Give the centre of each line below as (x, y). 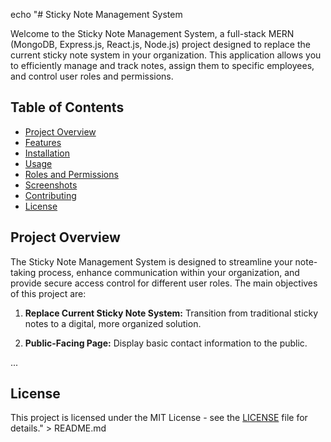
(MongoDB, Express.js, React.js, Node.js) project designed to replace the (160, 44)
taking (23, 272)
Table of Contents (67, 107)
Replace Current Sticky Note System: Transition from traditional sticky (171, 313)
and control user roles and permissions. (92, 76)
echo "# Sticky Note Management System (96, 14)
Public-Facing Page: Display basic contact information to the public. (166, 343)
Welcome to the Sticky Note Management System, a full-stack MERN (152, 33)
